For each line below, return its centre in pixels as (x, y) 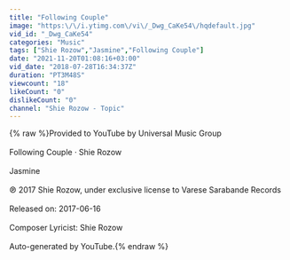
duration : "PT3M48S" (47, 75)
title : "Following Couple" (59, 17)
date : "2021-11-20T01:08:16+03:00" (75, 59)
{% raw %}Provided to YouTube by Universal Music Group (115, 133)
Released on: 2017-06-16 (55, 209)
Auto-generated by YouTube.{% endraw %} (89, 247)
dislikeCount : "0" (43, 100)
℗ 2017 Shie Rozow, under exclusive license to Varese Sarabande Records (145, 190)
